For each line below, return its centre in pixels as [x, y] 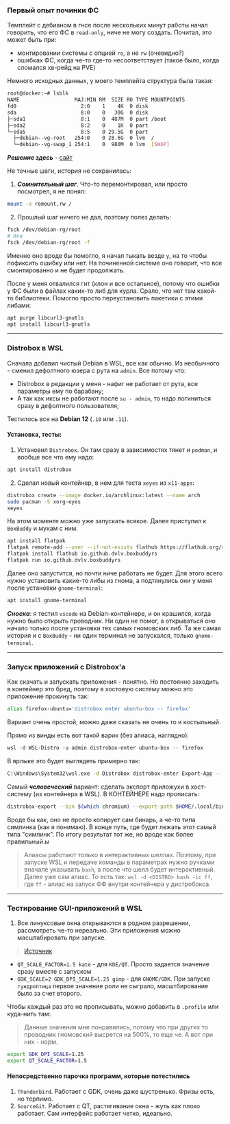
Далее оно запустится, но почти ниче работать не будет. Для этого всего [115, 573]
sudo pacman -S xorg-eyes [44, 502]
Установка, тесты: [35, 435]
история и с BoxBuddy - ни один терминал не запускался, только [100, 635]
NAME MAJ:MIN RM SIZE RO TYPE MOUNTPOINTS [96, 100]
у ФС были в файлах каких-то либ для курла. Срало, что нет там [102, 291]
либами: [19, 305]
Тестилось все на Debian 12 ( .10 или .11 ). [68, 419]
